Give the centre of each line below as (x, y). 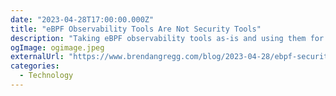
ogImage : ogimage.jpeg (57, 47)
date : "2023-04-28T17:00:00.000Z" (82, 19)
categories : (35, 66)
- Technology (46, 76)
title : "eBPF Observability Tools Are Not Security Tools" (136, 29)
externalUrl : (37, 57)
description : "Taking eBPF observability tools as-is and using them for (167, 38)
